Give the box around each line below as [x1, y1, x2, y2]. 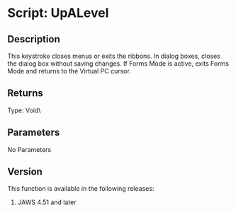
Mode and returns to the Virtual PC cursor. [7, 67, 131, 75]
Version [7, 166, 43, 178]
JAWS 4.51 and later [17, 198, 77, 206]
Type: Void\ [7, 106, 41, 114]
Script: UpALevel [7, 5, 109, 21]
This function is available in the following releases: [7, 184, 154, 193]
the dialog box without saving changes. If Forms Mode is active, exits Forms [7, 59, 229, 68]
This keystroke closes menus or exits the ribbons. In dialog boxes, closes [7, 52, 221, 60]
